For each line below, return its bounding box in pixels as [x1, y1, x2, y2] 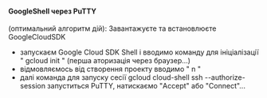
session [19, 81, 46, 91]
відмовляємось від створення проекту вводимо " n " [19, 64, 202, 74]
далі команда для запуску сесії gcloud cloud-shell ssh [19, 73, 203, 82]
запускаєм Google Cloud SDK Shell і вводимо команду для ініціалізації [19, 47, 259, 57]
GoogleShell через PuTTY [8, 6, 97, 16]
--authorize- [204, 73, 245, 82]
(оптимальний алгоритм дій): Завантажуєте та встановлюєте [8, 24, 217, 33]
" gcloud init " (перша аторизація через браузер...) [19, 56, 191, 66]
